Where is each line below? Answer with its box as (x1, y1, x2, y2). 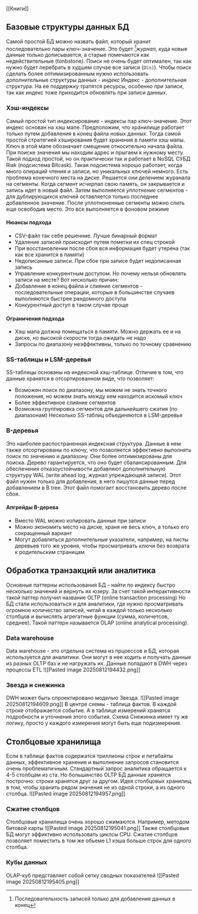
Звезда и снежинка (6, 681, 65, 689)
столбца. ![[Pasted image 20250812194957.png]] (6, 790, 126, 797)
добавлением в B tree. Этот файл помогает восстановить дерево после (6, 484, 187, 491)
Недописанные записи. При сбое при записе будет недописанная (14, 257, 181, 264)
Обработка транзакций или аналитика (6, 565, 156, 576)
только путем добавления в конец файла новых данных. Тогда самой (6, 130, 181, 137)
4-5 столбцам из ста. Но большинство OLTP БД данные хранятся (6, 771, 171, 778)
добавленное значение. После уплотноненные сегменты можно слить (6, 199, 185, 206)
